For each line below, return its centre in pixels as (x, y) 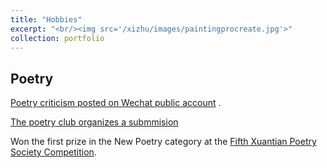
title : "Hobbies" (46, 19)
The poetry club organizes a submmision (94, 122)
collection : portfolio (57, 38)
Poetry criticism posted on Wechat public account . (116, 103)
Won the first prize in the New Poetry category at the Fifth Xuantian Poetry (163, 142)
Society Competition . (53, 152)
